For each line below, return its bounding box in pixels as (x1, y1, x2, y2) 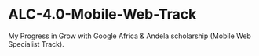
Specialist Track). (8, 39, 64, 48)
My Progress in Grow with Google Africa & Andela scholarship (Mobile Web (8, 31, 251, 40)
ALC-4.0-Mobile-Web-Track (8, 5, 197, 23)
